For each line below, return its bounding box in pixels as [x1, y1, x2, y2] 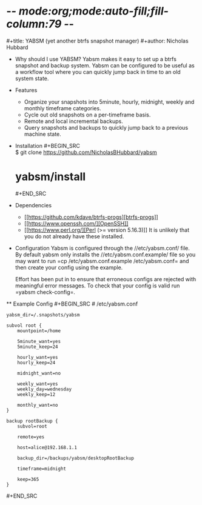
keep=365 [17, 476, 39, 483]
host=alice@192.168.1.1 [17, 444, 78, 450]
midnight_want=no [17, 370, 61, 376]
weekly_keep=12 [17, 391, 56, 398]
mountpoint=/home [17, 327, 61, 334]
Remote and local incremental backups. [24, 117, 123, 125]
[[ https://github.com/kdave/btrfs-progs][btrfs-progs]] [24, 213, 159, 221]
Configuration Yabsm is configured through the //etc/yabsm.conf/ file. [15, 244, 190, 252]
